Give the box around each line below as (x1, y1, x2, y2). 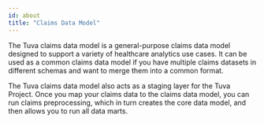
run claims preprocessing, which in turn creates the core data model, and (8, 98, 247, 107)
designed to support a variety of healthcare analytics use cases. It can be (8, 49, 247, 58)
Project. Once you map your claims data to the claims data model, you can (8, 89, 250, 99)
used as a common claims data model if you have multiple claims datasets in (8, 57, 257, 67)
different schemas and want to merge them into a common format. (8, 65, 224, 75)
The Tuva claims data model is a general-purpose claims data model (8, 40, 231, 50)
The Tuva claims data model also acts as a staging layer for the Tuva (8, 80, 231, 91)
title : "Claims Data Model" (8, 19, 101, 27)
